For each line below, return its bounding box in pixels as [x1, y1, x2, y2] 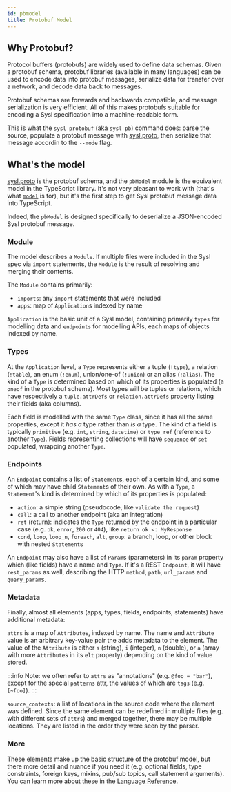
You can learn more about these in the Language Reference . [7, 777, 179, 785]
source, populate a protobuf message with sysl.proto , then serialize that [7, 131, 212, 140]
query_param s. [7, 575, 47, 584]
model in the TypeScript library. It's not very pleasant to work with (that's [7, 185, 214, 193]
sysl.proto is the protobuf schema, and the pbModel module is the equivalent [7, 177, 223, 185]
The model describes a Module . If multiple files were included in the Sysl [7, 253, 211, 261]
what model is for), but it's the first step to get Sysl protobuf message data [7, 191, 217, 200]
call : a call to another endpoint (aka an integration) [17, 511, 163, 519]
